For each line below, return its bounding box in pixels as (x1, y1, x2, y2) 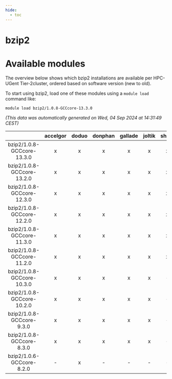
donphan (92, 132, 115, 139)
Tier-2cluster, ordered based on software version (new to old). (19, 80, 152, 86)
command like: (5, 95, 36, 102)
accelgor (44, 132, 67, 139)
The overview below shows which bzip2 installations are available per (5, 75, 153, 81)
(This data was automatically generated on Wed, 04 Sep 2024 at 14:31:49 (5, 114, 162, 121)
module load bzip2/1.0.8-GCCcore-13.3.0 (5, 106, 93, 111)
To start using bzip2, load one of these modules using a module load (5, 90, 149, 96)
